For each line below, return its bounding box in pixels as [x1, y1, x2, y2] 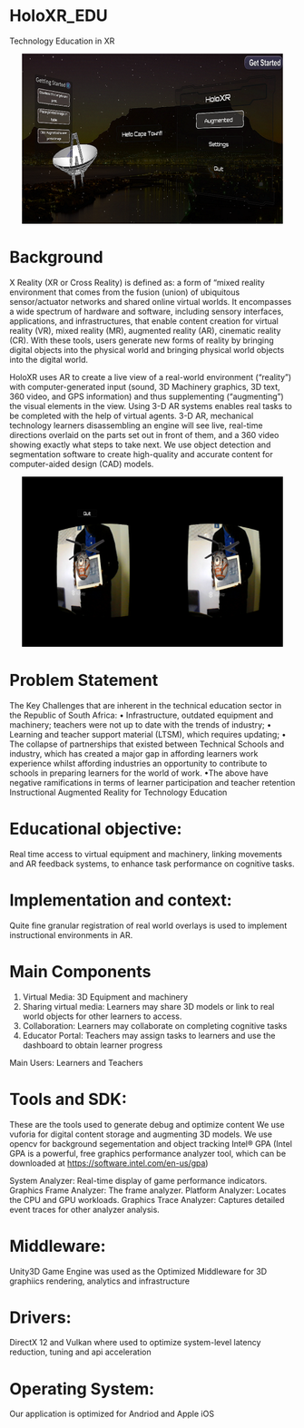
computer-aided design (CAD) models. [9, 458, 154, 469]
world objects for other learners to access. [22, 1011, 182, 1022]
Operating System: [9, 1378, 155, 1399]
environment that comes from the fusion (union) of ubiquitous [9, 287, 240, 298]
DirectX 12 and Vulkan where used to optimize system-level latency [9, 1337, 261, 1348]
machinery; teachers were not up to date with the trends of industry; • [9, 719, 272, 730]
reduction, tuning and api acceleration [9, 1346, 152, 1357]
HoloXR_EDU [9, 5, 109, 26]
